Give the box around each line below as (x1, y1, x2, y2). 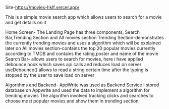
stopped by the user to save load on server (5, 72, 95, 78)
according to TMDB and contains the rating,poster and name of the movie (5, 50, 159, 57)
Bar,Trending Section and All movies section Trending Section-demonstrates (5, 35, 164, 40)
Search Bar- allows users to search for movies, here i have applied (5, 56, 143, 62)
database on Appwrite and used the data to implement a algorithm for (5, 87, 150, 93)
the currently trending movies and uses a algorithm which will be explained (5, 40, 161, 46)
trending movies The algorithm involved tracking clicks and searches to (5, 93, 154, 98)
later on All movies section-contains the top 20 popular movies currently (5, 45, 156, 51)
